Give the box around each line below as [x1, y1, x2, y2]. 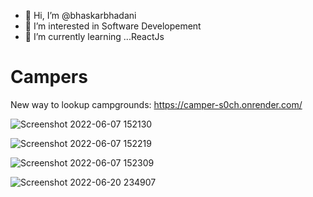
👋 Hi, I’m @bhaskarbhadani [24, 10, 137, 21]
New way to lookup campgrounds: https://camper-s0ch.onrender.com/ [10, 98, 303, 110]
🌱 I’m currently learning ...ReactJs [24, 31, 165, 42]
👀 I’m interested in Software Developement [24, 20, 202, 32]
